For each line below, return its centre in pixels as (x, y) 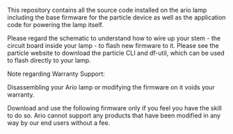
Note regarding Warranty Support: (56, 74)
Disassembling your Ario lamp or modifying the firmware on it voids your (111, 87)
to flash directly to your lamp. (49, 60)
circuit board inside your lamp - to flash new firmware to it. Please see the (113, 45)
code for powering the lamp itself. (56, 25)
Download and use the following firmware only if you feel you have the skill (115, 108)
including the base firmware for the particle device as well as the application (116, 17)
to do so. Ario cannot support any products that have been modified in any (114, 115)
